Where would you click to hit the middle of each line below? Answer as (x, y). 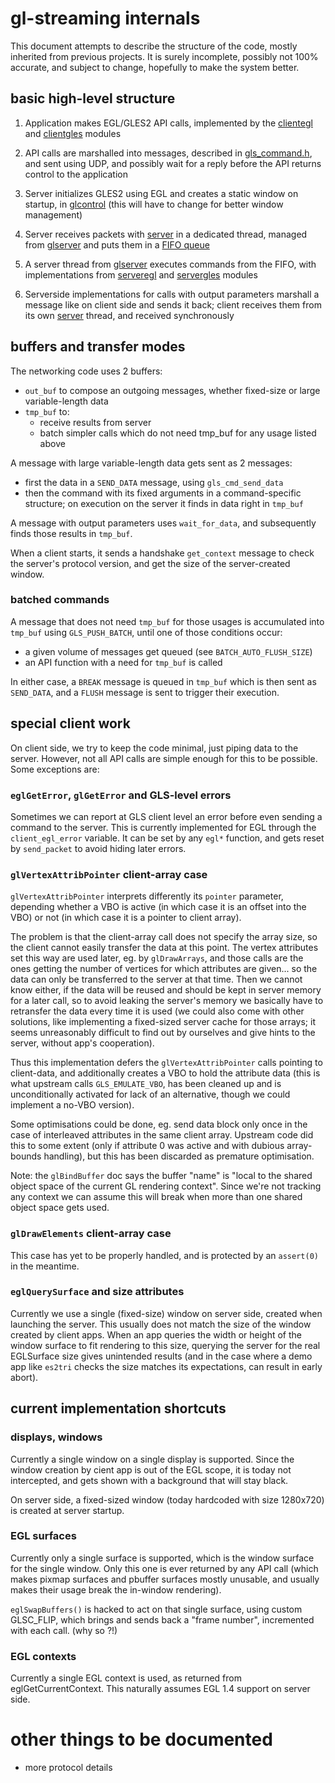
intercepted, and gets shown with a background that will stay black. (149, 1480)
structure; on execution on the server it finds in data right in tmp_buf (164, 503)
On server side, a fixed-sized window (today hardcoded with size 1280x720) (167, 1499)
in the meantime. (45, 1266)
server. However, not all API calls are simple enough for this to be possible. (164, 758)
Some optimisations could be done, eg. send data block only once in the (159, 1124)
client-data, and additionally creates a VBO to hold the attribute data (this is (165, 1073)
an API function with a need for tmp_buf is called (123, 662)
